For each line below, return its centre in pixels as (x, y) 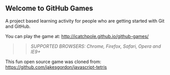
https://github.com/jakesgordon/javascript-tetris (56, 67)
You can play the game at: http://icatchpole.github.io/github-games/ (77, 36)
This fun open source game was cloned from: (53, 62)
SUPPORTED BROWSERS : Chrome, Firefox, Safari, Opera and (96, 46)
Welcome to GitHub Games (49, 8)
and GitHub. (18, 26)
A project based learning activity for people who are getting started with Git (85, 21)
